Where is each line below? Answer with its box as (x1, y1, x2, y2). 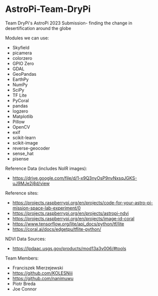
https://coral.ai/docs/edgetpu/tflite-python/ (12, 226, 101, 232)
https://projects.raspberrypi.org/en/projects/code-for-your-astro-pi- (12, 199, 153, 205)
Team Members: (5, 255, 39, 261)
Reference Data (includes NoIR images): (5, 165, 87, 171)
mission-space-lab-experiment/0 (12, 205, 81, 211)
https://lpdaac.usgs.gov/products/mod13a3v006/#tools (12, 245, 127, 251)
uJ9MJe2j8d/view (12, 180, 50, 186)
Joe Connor (12, 286, 37, 292)
